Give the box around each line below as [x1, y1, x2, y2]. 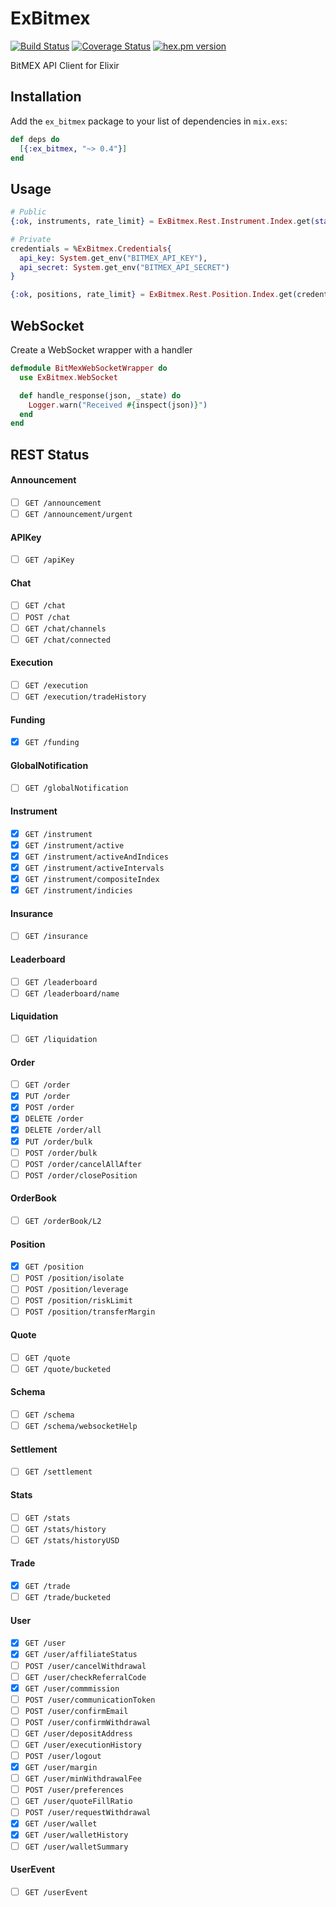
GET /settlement [24, 1467, 93, 1477]
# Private [10, 234, 52, 244]
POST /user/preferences [24, 1785, 125, 1796]
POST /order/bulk [24, 1148, 98, 1158]
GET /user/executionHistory [24, 1740, 142, 1750]
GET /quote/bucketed [24, 1364, 111, 1374]
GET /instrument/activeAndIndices [24, 852, 169, 862]
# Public [10, 207, 47, 217]
